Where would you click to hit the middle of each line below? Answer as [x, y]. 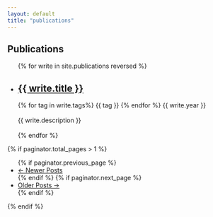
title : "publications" [41, 20]
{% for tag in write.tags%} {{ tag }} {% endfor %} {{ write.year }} [112, 105]
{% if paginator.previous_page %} [67, 163]
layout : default [31, 14]
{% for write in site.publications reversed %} [82, 66]
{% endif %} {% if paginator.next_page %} [80, 178]
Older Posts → [39, 185]
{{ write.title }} [50, 88]
